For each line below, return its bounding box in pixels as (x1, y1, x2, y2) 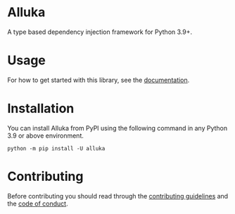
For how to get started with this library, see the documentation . (7, 76, 190, 84)
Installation (7, 100, 75, 117)
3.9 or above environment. (7, 131, 84, 140)
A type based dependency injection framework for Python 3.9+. (7, 28, 192, 36)
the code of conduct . (7, 199, 68, 208)
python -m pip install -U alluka (7, 145, 106, 152)
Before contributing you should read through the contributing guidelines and (7, 191, 229, 200)
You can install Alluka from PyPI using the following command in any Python (7, 124, 228, 132)
